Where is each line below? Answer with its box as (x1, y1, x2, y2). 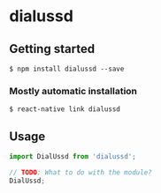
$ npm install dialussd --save (9, 64, 125, 73)
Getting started (9, 41, 96, 56)
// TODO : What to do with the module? (9, 167, 152, 177)
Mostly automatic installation (9, 85, 138, 97)
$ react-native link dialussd (9, 105, 121, 114)
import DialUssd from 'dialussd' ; (9, 152, 137, 161)
